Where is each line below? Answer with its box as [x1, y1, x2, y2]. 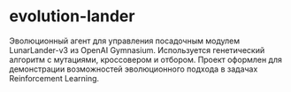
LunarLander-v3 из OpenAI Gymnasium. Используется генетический [9, 44, 265, 55]
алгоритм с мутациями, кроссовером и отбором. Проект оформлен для [9, 54, 283, 65]
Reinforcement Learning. [9, 73, 100, 83]
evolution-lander [9, 6, 135, 27]
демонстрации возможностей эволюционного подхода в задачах [9, 64, 258, 74]
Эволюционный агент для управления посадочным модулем [9, 35, 241, 46]
